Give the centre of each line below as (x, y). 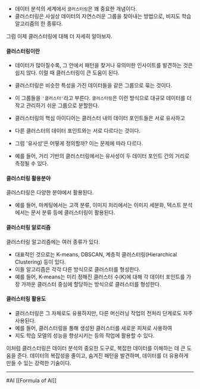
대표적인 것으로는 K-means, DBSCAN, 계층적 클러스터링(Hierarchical (96, 254)
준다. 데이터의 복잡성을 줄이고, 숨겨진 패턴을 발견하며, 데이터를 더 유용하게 (103, 355)
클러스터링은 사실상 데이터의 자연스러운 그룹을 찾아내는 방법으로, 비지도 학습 (103, 16)
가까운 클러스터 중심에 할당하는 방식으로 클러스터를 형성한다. (91, 284)
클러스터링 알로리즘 (29, 227)
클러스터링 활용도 (26, 299)
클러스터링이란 (23, 51)
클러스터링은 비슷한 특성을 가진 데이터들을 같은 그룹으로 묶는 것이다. (93, 86)
